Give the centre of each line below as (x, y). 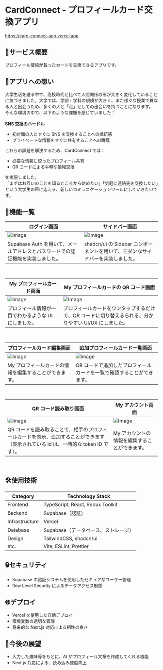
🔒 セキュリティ (26, 565)
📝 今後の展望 (23, 644)
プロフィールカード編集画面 (39, 348)
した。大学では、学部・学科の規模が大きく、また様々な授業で (88, 100)
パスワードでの (54, 251)
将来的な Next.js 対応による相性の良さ (50, 627)
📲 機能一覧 (20, 212)
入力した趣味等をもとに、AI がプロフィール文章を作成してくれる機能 (80, 656)
